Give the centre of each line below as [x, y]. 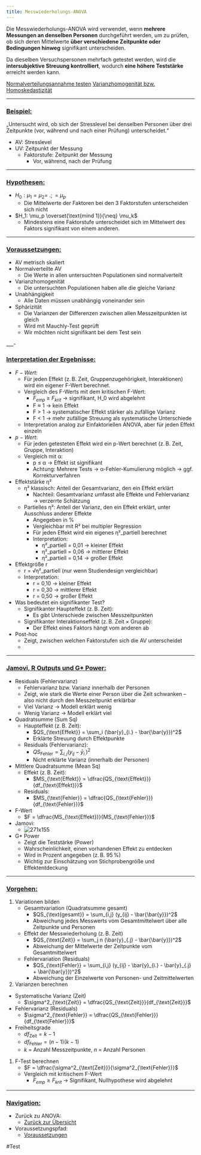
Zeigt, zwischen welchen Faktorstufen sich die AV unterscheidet [103, 641]
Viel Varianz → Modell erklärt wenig [68, 707]
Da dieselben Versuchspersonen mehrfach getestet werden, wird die [91, 59]
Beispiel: [19, 111]
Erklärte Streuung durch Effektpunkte [79, 738]
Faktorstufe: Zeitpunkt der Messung [68, 155]
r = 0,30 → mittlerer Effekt [65, 590]
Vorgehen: [22, 889]
